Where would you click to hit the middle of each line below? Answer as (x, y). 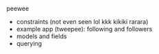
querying (29, 43)
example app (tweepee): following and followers (84, 29)
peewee (18, 9)
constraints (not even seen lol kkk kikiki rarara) (82, 22)
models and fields (41, 36)
